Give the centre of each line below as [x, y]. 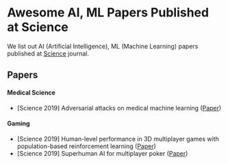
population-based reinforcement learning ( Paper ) [86, 146]
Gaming [18, 124]
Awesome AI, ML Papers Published [108, 13]
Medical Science [31, 92]
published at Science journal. [48, 54]
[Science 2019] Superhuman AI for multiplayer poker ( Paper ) [102, 153]
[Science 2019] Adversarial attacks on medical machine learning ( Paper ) [119, 108]
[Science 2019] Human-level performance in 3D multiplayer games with [118, 139]
